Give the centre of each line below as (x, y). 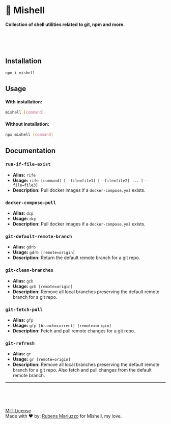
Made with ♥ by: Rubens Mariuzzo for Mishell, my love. (64, 416)
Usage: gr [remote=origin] (41, 359)
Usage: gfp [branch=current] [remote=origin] (62, 326)
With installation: (24, 102)
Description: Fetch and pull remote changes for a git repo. (74, 331)
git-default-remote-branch (39, 237)
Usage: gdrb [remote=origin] (44, 252)
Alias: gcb (23, 280)
